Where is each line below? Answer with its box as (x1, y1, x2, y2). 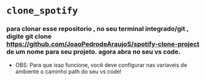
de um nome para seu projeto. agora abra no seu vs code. (6, 48, 181, 56)
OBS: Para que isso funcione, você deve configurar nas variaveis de (15, 61, 188, 69)
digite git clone (6, 33, 52, 41)
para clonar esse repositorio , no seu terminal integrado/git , (6, 25, 189, 33)
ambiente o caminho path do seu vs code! (15, 68, 122, 75)
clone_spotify (6, 5, 78, 17)
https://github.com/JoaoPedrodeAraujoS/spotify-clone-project (6, 40, 200, 48)
